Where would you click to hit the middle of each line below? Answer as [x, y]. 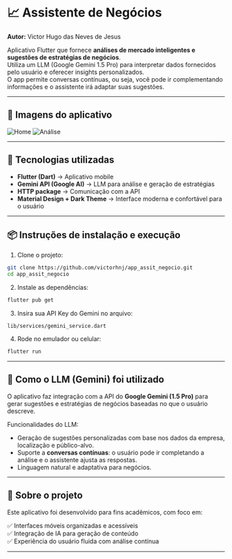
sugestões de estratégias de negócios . [64, 57]
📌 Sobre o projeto [45, 496]
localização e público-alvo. [56, 445]
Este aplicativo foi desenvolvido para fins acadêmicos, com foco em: [105, 512]
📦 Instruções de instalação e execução [94, 235]
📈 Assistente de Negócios [85, 13]
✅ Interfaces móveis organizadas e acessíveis [72, 525]
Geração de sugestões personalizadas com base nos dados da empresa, [121, 438]
